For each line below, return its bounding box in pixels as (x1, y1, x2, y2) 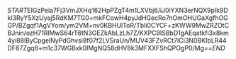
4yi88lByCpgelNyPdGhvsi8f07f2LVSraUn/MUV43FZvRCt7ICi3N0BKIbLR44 (7, 36, 227, 45)
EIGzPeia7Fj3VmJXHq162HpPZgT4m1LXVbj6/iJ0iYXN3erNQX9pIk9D (27, 6, 228, 14)
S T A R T (7, 6, 28, 14)
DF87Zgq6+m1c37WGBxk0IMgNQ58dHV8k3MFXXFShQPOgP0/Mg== (7, 44, 213, 52)
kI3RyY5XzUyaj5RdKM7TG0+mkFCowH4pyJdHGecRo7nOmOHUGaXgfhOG (7, 14, 229, 22)
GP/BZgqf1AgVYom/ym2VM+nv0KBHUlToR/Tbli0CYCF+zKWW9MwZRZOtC (7, 21, 229, 29)
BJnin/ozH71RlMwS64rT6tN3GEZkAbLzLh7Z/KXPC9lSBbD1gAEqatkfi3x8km (7, 28, 229, 37)
